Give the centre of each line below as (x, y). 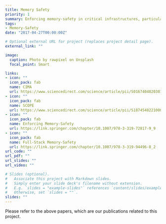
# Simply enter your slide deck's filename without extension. (74, 183)
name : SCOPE (22, 105)
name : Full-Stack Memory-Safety (43, 142)
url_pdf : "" (17, 156)
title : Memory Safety (27, 10)
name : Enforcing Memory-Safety (42, 124)
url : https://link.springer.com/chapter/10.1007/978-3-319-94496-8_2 (83, 147)
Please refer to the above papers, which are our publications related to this (81, 211)
